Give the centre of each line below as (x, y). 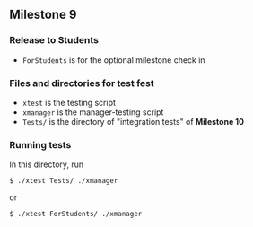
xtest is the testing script (69, 102)
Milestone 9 (43, 15)
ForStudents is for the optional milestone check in (113, 60)
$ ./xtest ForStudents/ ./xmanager (76, 214)
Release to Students (54, 40)
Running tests (40, 144)
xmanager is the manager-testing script (93, 112)
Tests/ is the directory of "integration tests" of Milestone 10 (133, 121)
